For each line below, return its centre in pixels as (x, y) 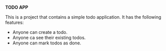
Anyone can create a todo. (40, 32)
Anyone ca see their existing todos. (49, 38)
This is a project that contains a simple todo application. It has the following (83, 17)
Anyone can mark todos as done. (47, 43)
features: (15, 22)
